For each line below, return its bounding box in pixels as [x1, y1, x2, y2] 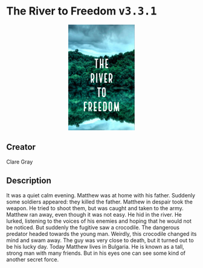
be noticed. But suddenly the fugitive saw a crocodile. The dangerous [6, 223, 180, 231]
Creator [6, 142, 36, 152]
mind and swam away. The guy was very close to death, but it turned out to [6, 237, 195, 244]
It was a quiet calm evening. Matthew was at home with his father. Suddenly [6, 191, 195, 199]
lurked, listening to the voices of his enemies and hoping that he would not [6, 217, 192, 225]
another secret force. [6, 255, 59, 263]
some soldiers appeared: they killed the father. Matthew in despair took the [6, 198, 193, 205]
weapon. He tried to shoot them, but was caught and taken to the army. [6, 204, 184, 212]
